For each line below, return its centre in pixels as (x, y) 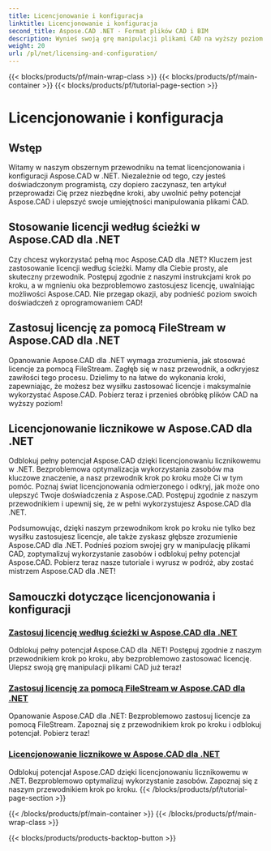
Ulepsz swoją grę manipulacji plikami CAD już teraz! (95, 667)
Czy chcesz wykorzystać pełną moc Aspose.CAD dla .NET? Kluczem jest (130, 259)
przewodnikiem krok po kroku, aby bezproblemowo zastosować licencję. (130, 659)
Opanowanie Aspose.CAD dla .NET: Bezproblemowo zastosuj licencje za (129, 716)
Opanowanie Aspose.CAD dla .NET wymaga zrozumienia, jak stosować (127, 360)
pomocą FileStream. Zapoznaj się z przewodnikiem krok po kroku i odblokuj (135, 725)
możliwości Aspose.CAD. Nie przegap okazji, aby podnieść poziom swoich (133, 293)
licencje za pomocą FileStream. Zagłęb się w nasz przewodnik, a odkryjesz (134, 369)
